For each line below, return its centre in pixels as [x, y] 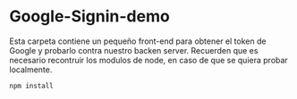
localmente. [31, 70]
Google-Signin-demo [89, 16]
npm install [31, 86]
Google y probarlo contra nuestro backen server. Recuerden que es [134, 50]
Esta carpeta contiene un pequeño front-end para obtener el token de [138, 41]
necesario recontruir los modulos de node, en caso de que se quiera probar [148, 60]
